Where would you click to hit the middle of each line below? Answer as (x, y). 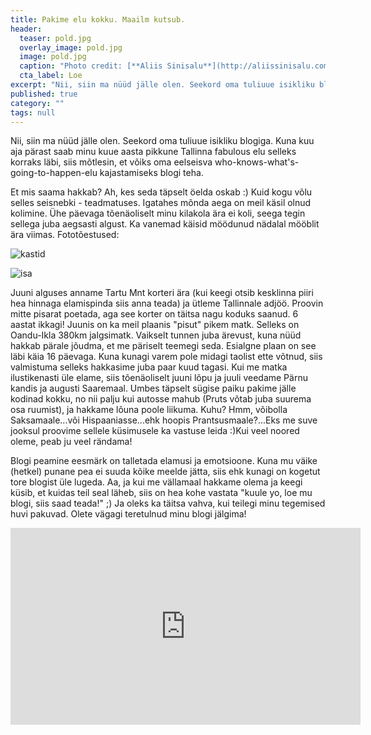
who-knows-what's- (257, 162)
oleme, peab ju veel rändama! (71, 442)
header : (26, 29)
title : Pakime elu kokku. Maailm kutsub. (98, 19)
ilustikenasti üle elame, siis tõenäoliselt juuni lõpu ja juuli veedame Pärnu (159, 378)
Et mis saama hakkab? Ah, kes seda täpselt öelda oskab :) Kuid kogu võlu (161, 192)
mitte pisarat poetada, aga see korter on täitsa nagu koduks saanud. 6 (154, 314)
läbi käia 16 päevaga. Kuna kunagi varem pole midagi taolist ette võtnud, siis (166, 357)
